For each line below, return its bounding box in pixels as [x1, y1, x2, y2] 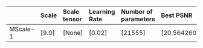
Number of [120, 8, 153, 15]
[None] [62, 29, 83, 37]
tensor [62, 15, 83, 23]
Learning [88, 8, 115, 15]
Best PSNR [161, 11, 193, 20]
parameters [120, 15, 155, 23]
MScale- [9, 25, 35, 33]
